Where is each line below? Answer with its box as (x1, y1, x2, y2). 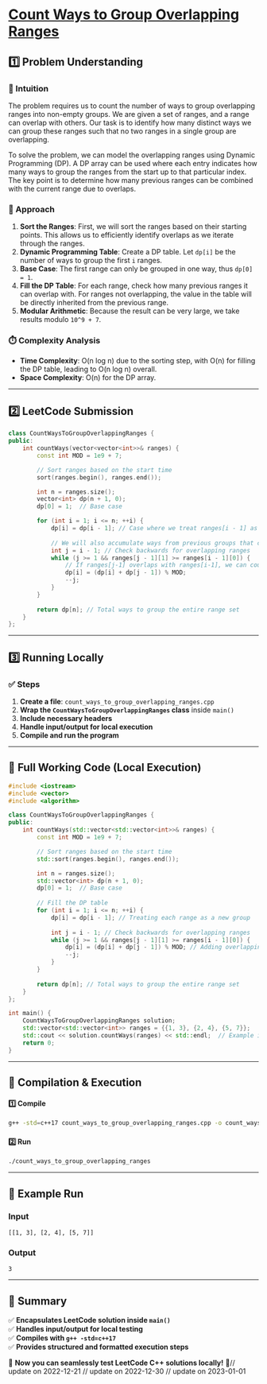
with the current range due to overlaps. (8, 184, 137, 193)
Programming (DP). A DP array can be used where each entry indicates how (8, 158, 258, 168)
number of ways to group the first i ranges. (19, 256, 163, 266)
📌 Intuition (8, 83, 49, 94)
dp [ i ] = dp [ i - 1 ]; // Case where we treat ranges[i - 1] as (50, 525, 258, 533)
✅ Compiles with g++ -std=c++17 (8, 1333, 117, 1343)
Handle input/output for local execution (19, 722, 153, 731)
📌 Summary (8, 1294, 68, 1308)
